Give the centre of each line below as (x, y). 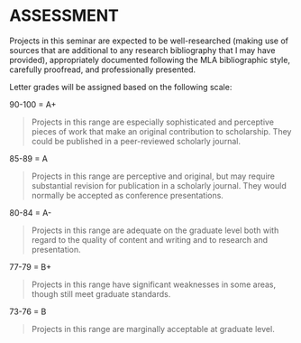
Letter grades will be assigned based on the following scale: (121, 87)
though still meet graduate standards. (101, 293)
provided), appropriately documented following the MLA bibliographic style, (150, 60)
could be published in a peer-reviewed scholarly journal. (136, 141)
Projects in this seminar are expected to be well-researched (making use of (149, 41)
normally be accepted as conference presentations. (127, 195)
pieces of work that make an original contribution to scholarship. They (161, 131)
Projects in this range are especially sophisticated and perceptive (153, 122)
